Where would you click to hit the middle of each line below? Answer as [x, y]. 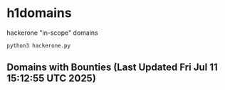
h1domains [39, 13]
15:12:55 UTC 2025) [52, 78]
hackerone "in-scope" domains [53, 33]
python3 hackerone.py [39, 45]
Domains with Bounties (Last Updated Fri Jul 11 [112, 68]
